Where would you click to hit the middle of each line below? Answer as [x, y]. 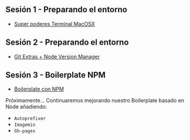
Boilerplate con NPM [39, 89]
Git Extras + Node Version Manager [57, 56]
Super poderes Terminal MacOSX [54, 24]
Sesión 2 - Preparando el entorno [67, 43]
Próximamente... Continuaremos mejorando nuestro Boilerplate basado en [95, 101]
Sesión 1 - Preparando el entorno [66, 10]
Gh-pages [25, 131]
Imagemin [25, 125]
